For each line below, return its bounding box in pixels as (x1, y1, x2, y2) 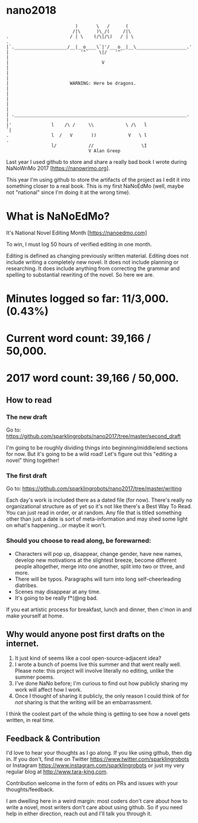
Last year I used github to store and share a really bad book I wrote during (6, 158, 187, 165)
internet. (6, 639, 39, 649)
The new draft (6, 413, 47, 421)
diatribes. (14, 581, 39, 588)
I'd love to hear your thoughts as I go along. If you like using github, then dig (6, 749, 192, 756)
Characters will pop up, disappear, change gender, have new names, (14, 550, 183, 557)
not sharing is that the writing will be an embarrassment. (14, 698, 153, 705)
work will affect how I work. (14, 686, 82, 693)
